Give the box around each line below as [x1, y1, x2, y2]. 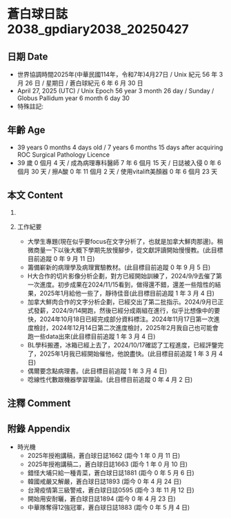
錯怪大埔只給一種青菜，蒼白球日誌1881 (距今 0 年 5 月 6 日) [27, 468, 194, 477]
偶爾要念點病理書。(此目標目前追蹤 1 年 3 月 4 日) [27, 367, 168, 375]
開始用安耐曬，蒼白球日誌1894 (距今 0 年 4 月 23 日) [27, 495, 176, 503]
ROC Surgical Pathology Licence [17, 150, 110, 159]
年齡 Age [7, 124, 46, 136]
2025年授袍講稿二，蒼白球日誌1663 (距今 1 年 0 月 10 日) [27, 460, 188, 468]
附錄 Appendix [7, 423, 70, 435]
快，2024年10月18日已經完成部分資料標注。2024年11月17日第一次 [27, 315, 214, 323]
